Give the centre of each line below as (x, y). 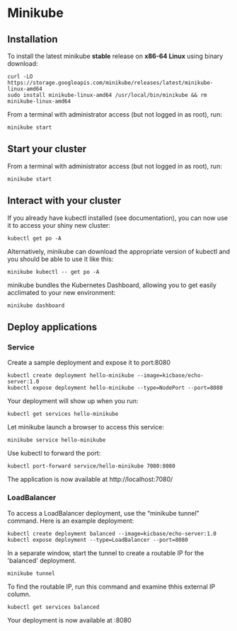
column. (19, 594)
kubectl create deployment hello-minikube (71, 376)
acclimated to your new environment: (62, 292)
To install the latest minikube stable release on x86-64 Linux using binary (115, 56)
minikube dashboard (36, 306)
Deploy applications (52, 327)
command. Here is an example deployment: (71, 521)
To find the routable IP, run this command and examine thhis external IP (111, 586)
